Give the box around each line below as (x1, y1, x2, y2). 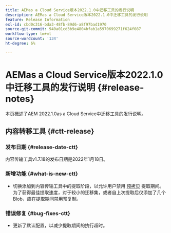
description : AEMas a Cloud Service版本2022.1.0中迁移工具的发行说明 (5, 12, 148, 17)
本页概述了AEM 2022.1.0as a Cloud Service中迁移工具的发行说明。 (5, 111, 146, 117)
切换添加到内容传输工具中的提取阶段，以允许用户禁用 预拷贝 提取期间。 (12, 183, 164, 189)
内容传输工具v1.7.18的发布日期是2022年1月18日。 (5, 156, 108, 162)
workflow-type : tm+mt (5, 31, 52, 36)
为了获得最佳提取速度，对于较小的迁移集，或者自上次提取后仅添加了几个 (12, 189, 166, 195)
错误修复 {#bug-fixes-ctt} (5, 209, 70, 217)
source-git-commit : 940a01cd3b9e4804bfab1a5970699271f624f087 (5, 27, 141, 32)
